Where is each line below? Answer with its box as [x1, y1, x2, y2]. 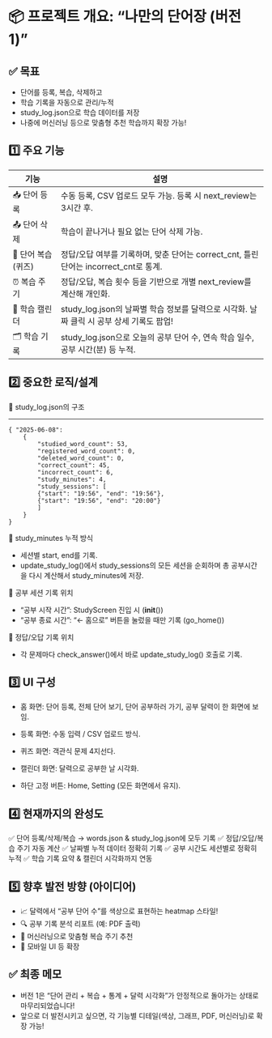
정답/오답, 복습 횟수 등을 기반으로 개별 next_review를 [60, 276, 252, 287]
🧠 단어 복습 [12, 249, 53, 260]
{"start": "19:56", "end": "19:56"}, [37, 489, 164, 498]
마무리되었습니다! [19, 1001, 75, 1010]
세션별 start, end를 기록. [19, 550, 98, 559]
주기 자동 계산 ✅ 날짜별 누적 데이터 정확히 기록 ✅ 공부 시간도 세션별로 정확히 [16, 844, 257, 853]
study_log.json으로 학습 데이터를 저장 [19, 108, 140, 117]
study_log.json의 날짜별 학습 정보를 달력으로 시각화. [60, 303, 249, 314]
